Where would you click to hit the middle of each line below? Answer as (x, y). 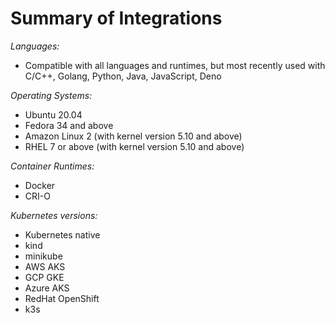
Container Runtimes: (52, 166)
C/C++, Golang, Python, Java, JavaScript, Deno (123, 76)
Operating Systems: (51, 95)
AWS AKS (45, 266)
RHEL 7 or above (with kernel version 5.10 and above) (134, 146)
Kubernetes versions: (54, 215)
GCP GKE (44, 277)
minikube (43, 256)
